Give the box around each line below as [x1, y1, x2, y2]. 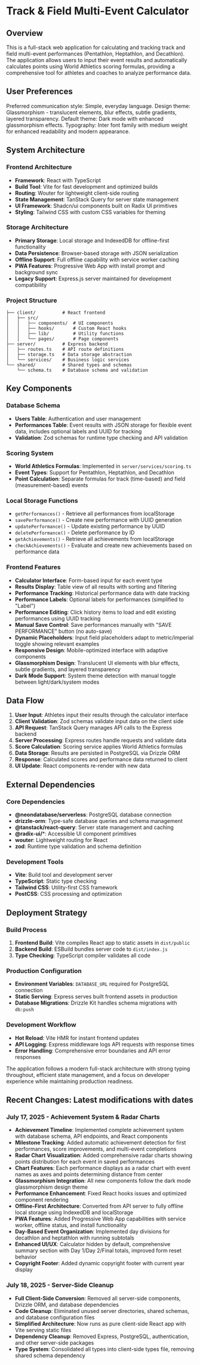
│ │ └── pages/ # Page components [6, 336, 119, 342]
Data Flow [6, 696, 44, 706]
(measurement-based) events [14, 482, 88, 489]
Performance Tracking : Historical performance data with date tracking [14, 589, 190, 596]
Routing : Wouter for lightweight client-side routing [14, 189, 139, 197]
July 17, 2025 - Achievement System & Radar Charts [6, 1113, 160, 1121]
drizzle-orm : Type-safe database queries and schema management [14, 818, 183, 825]
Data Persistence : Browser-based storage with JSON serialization [14, 249, 178, 256]
